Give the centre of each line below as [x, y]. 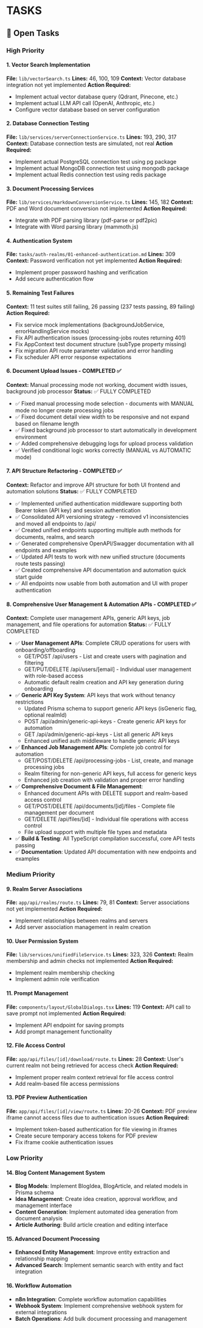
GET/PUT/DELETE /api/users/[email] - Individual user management [108, 669]
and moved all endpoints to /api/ [55, 523]
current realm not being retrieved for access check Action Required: [92, 1065]
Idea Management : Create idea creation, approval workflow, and [96, 1199]
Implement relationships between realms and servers [81, 921]
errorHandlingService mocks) [52, 331]
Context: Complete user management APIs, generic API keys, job [88, 618]
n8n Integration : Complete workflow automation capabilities [91, 1299]
